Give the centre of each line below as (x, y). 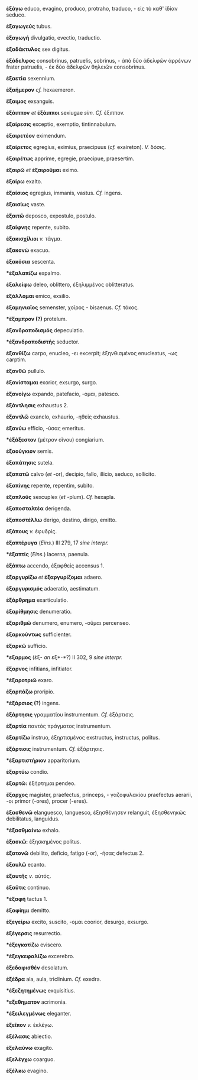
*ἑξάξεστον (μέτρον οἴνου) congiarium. (55, 440)
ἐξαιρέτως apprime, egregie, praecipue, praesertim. (70, 158)
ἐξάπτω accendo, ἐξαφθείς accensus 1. (55, 566)
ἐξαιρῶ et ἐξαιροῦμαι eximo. (42, 170)
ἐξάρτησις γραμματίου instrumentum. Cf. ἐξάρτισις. (70, 714)
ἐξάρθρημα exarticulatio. (37, 600)
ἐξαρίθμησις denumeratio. (39, 612)
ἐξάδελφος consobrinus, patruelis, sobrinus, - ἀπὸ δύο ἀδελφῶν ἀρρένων (99, 61)
